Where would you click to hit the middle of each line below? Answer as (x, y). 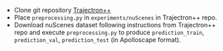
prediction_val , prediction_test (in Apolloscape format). (97, 40)
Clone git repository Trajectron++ (62, 10)
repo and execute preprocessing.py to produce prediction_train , (109, 32)
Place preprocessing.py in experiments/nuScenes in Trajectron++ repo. (115, 17)
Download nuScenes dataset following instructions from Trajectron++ (115, 25)
